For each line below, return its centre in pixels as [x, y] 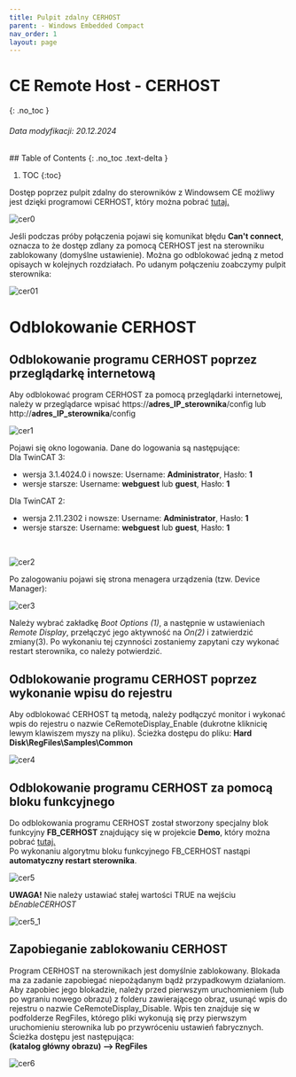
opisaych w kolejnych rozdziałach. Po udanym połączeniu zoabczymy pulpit [148, 265]
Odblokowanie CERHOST [103, 327]
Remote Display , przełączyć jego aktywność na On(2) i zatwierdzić [132, 632]
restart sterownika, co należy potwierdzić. [86, 652]
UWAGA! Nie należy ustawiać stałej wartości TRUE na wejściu [123, 895]
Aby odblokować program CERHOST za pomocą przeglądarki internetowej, [146, 394]
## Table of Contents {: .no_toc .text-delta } [89, 158]
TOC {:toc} [42, 176]
